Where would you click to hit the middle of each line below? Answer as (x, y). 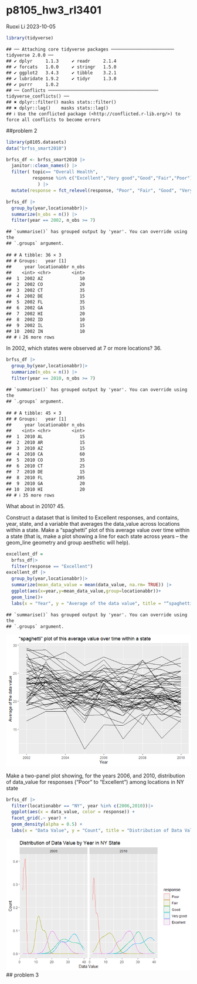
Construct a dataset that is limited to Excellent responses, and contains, (93, 518)
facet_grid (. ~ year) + (39, 818)
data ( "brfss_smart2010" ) (36, 148)
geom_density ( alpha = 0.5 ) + (47, 824)
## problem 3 (23, 975)
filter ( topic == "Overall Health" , (55, 172)
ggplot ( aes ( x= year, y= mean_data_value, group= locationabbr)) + (86, 591)
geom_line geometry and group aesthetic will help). (68, 542)
